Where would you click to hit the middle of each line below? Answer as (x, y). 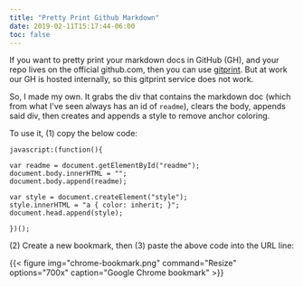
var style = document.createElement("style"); (99, 198)
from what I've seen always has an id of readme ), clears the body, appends (148, 106)
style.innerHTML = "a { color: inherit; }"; (95, 205)
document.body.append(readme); (68, 181)
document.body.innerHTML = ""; (68, 174)
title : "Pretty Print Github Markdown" (85, 18)
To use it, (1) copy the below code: (74, 134)
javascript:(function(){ (56, 150)
